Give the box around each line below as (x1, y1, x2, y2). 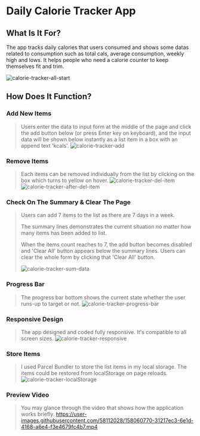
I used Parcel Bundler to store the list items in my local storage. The (20, 363, 187, 370)
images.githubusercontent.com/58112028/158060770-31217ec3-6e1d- (20, 417, 194, 424)
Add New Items (6, 109, 52, 117)
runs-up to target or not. (20, 300, 81, 307)
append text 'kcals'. (20, 142, 69, 149)
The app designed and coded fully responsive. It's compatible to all (20, 328, 187, 335)
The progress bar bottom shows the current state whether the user (20, 293, 186, 301)
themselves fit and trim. (6, 63, 64, 70)
